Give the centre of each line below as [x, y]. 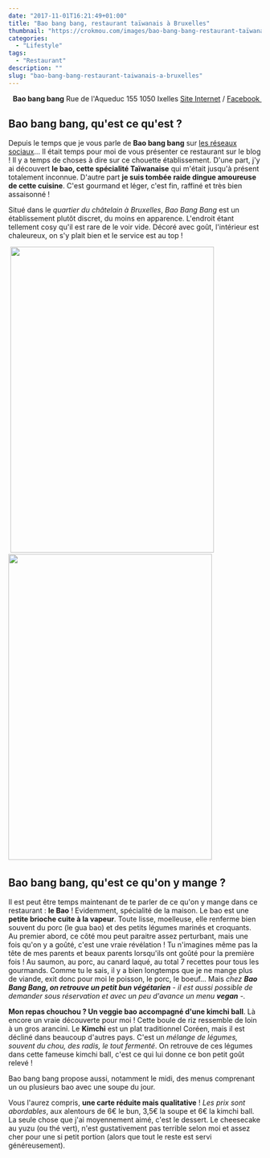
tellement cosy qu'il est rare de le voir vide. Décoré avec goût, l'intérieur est [134, 227]
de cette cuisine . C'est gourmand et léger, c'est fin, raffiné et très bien [125, 186]
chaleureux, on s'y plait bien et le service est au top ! [96, 236]
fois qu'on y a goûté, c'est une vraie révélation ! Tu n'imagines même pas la [133, 945]
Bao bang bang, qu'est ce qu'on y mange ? [117, 882]
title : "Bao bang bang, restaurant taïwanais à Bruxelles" [109, 23]
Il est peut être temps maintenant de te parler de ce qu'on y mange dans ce [133, 902]
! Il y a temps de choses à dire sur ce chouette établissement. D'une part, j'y [134, 160]
